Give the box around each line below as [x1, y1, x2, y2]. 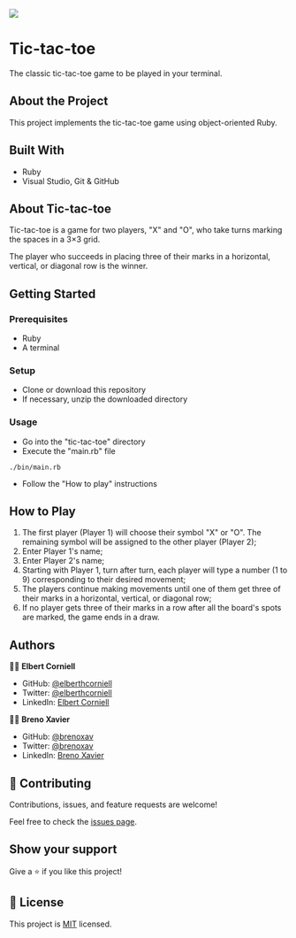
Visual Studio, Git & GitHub [21, 175, 119, 186]
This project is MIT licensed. [9, 919, 112, 929]
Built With [9, 142, 65, 158]
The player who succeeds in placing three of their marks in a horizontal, [9, 251, 271, 262]
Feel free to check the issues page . [9, 817, 137, 827]
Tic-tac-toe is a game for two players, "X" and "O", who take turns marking [9, 225, 283, 235]
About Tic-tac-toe [9, 201, 112, 216]
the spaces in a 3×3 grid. [9, 234, 101, 245]
